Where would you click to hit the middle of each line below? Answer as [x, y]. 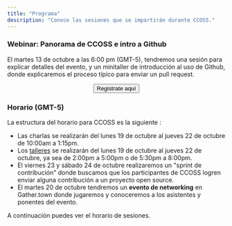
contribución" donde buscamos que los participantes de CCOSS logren [119, 173]
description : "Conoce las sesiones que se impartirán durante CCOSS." [111, 20]
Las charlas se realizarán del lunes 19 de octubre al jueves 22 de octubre [121, 136]
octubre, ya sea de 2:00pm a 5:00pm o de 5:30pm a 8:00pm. [105, 158]
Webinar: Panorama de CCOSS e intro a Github [87, 44]
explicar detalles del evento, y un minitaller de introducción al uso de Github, [116, 67]
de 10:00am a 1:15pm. [48, 144]
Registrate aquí [116, 88]
